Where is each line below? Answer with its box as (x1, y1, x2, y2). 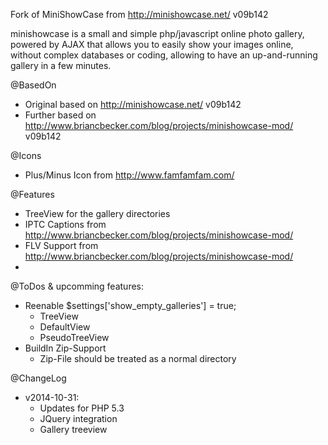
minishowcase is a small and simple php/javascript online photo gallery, (10, 28, 305, 39)
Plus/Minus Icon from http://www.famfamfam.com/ (24, 169, 235, 181)
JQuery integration (39, 413, 118, 424)
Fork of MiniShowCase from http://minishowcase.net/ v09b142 (10, 9, 269, 20)
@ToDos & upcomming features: (10, 280, 145, 292)
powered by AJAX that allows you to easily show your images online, (10, 39, 294, 50)
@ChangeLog (10, 372, 67, 384)
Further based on (24, 109, 97, 121)
